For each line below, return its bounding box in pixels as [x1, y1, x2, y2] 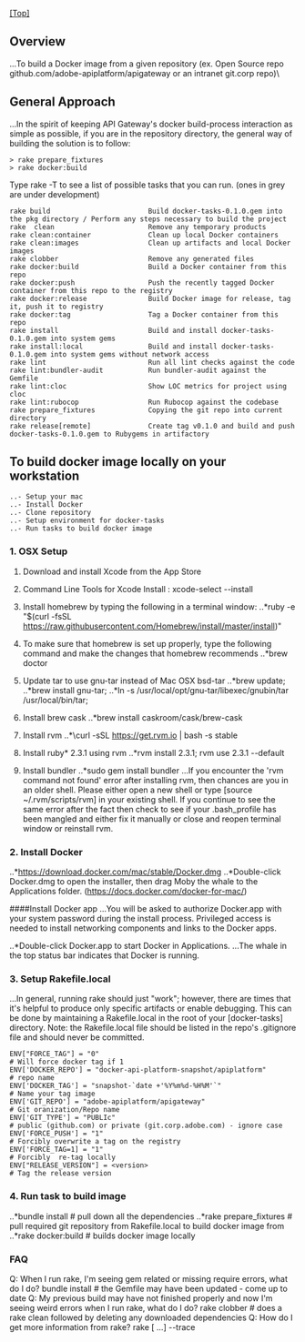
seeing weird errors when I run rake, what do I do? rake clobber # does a [9, 1302, 282, 1313]
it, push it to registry [9, 302, 104, 311]
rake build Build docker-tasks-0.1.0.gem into [9, 207, 283, 216]
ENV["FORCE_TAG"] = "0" [9, 1050, 100, 1059]
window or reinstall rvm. [22, 822, 114, 833]
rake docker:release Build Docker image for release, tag [9, 294, 291, 303]
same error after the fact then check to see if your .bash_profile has [22, 803, 277, 814]
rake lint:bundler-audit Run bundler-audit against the [9, 366, 267, 375]
